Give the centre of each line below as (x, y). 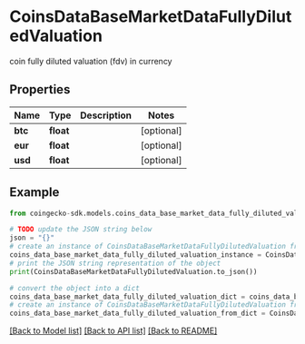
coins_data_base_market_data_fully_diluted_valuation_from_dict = (138, 314)
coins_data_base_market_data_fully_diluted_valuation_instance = (135, 255)
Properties (40, 89)
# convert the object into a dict (75, 288)
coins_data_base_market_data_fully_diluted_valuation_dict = (128, 297)
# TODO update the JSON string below (81, 230)
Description (106, 115)
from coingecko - (40, 213)
